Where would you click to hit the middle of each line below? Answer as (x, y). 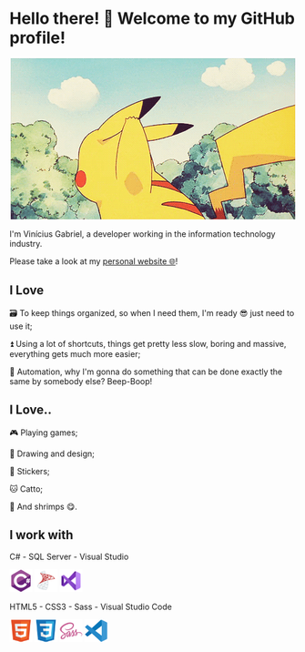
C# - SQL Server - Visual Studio (69, 557)
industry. (26, 243)
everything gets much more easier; (75, 353)
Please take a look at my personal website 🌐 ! (94, 261)
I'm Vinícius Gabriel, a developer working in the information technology (142, 234)
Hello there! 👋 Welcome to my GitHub (152, 19)
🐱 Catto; (26, 489)
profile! (38, 38)
